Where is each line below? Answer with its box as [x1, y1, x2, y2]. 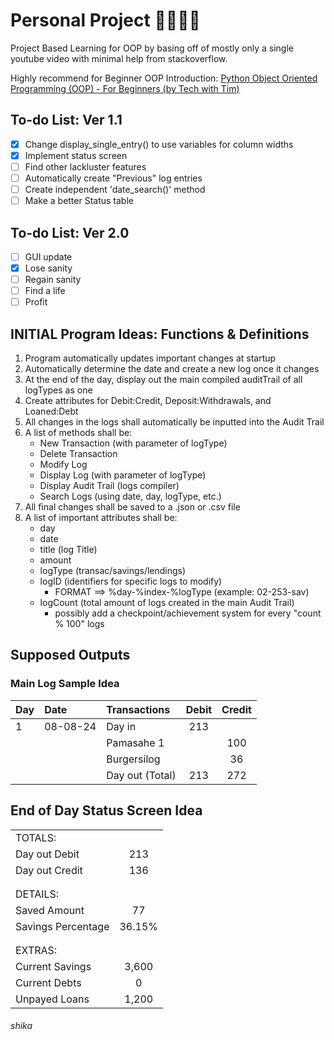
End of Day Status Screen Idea [10, 802, 203, 819]
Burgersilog [106, 752, 161, 766]
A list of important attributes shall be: [24, 512, 178, 524]
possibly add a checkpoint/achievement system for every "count [54, 607, 322, 619]
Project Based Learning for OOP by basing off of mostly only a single [10, 42, 294, 54]
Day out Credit [15, 863, 83, 877]
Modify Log [39, 459, 88, 471]
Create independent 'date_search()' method [24, 184, 206, 195]
